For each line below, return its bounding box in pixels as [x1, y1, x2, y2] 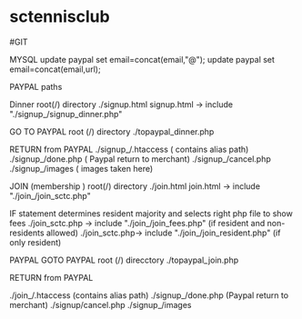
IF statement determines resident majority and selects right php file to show [9, 207, 293, 219]
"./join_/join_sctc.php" [9, 190, 91, 201]
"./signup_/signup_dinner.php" [9, 108, 123, 119]
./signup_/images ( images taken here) [9, 163, 154, 174]
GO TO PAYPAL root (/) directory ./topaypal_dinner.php [9, 125, 215, 137]
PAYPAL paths [9, 81, 63, 92]
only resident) [9, 236, 62, 247]
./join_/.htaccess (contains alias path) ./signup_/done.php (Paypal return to [9, 289, 289, 301]
